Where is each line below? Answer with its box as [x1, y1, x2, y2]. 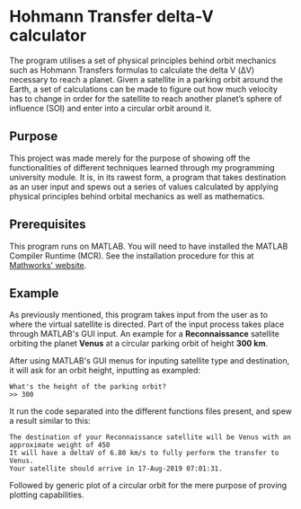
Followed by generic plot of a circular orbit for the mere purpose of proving [9, 480, 288, 491]
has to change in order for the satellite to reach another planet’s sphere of [9, 92, 283, 104]
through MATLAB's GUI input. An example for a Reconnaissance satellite [9, 329, 280, 339]
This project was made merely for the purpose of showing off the [9, 153, 251, 163]
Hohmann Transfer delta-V [9, 6, 214, 27]
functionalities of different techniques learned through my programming [9, 162, 276, 172]
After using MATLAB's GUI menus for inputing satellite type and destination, [9, 355, 290, 366]
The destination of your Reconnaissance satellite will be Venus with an [9, 433, 292, 442]
